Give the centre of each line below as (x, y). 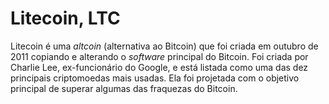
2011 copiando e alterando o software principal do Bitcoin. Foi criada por (159, 56)
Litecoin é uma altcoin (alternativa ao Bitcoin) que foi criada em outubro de (164, 46)
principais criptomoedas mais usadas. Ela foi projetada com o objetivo (155, 78)
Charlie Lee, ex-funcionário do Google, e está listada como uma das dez (159, 67)
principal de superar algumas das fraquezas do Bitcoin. (124, 88)
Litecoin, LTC (65, 18)
